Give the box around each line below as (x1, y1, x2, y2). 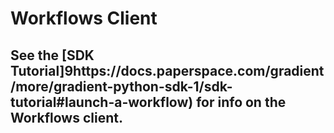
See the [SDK (10, 47, 95, 64)
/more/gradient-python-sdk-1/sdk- (10, 78, 233, 95)
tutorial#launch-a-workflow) (10, 93, 194, 111)
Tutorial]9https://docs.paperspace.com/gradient (10, 62, 325, 79)
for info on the (196, 93, 287, 111)
